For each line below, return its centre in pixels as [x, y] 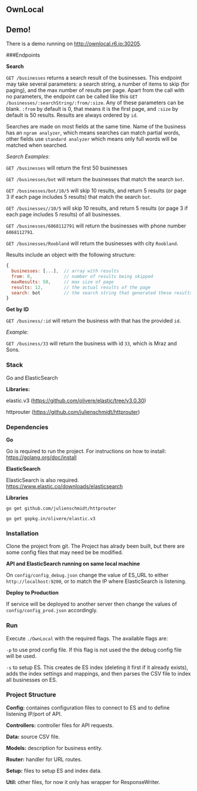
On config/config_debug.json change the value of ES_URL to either [87, 575]
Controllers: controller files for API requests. [60, 725]
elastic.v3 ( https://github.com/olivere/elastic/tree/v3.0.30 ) [76, 400]
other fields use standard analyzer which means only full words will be [92, 139]
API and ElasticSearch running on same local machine [73, 564]
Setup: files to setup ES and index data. [54, 770]
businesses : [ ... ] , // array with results [65, 271]
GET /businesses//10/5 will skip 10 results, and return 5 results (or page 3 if [97, 208]
